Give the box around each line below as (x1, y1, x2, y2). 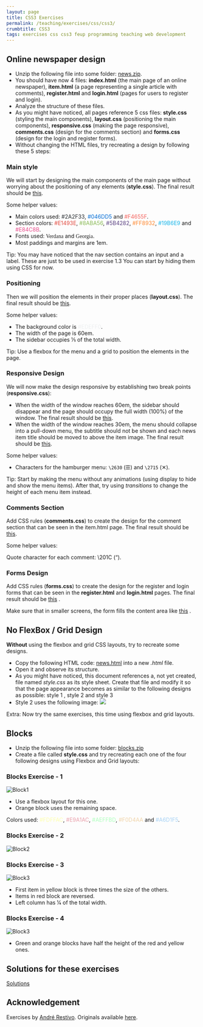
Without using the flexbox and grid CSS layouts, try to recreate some (6, 641, 180, 648)
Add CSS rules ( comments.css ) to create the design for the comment (6, 517, 181, 524)
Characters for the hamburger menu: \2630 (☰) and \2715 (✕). (15, 463, 170, 471)
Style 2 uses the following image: (15, 699, 98, 706)
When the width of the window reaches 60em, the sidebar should (15, 401, 179, 408)
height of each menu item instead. (6, 488, 92, 495)
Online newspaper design (6, 54, 106, 64)
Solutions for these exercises (6, 964, 120, 974)
